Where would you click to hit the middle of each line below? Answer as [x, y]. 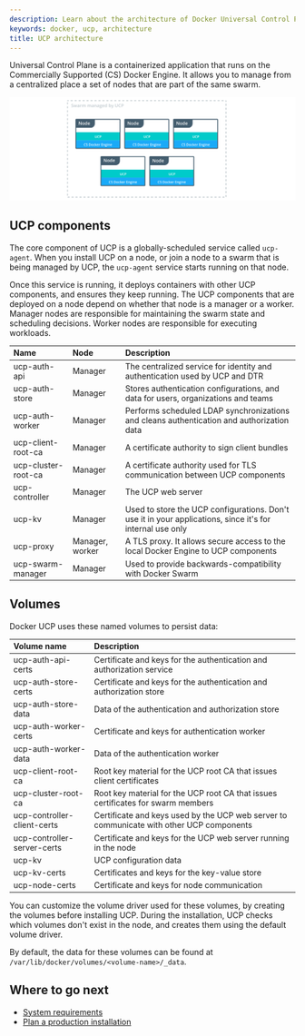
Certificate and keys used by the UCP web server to [191, 815]
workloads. [30, 332]
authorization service [133, 669]
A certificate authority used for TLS [191, 465]
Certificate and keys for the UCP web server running [192, 838]
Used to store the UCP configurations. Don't [207, 509]
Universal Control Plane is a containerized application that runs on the [140, 65]
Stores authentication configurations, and [202, 388]
